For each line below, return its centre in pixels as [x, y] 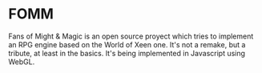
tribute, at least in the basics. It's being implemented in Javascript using [127, 53]
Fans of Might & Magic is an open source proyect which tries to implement [131, 36]
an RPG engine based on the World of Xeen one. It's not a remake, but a [127, 44]
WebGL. [22, 62]
